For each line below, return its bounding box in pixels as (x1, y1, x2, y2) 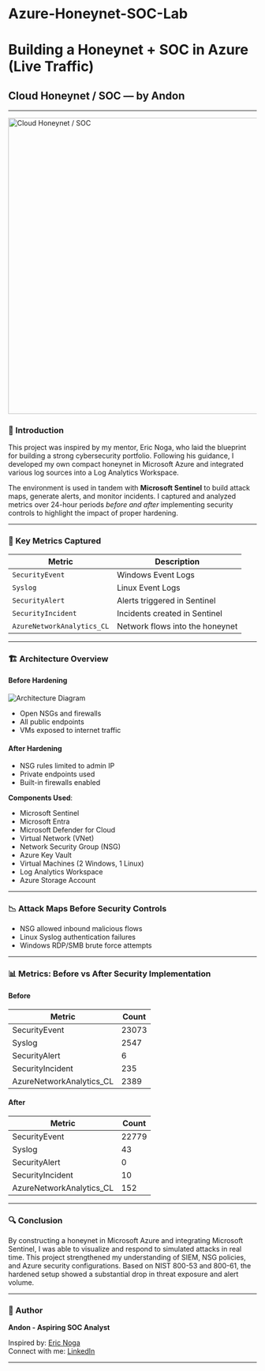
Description (155, 556, 200, 567)
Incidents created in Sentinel (117, 607, 222, 618)
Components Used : (8, 793, 73, 802)
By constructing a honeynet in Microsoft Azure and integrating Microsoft (8, 1236, 244, 1245)
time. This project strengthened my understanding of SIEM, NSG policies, (8, 1253, 246, 1262)
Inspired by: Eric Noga (8, 1338, 80, 1347)
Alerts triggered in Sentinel (117, 595, 216, 606)
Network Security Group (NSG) (19, 842, 121, 851)
